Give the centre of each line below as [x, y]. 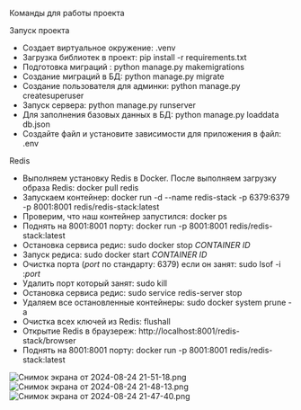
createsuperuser [53, 95]
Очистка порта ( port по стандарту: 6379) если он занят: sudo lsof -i [151, 264]
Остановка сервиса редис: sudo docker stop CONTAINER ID [136, 245]
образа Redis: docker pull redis [80, 187]
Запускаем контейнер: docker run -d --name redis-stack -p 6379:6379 [156, 197]
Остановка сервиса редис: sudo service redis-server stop [132, 293]
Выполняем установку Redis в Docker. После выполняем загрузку [149, 178]
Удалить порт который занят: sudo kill [95, 283]
